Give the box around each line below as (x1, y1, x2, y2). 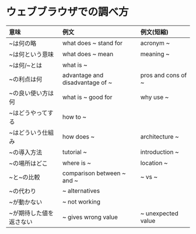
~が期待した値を (9, 209, 54, 217)
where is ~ (62, 159, 92, 167)
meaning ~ (140, 50, 170, 58)
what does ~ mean (62, 50, 114, 58)
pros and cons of (140, 71, 187, 79)
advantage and (62, 71, 104, 79)
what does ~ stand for (62, 39, 123, 47)
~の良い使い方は (9, 89, 54, 97)
